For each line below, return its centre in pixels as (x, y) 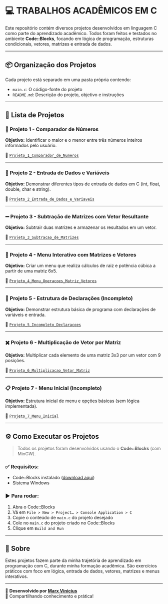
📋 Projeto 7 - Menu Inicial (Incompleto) (53, 388)
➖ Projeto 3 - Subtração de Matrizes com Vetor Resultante (77, 216)
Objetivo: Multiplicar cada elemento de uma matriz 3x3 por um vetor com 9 (83, 355)
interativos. (17, 576)
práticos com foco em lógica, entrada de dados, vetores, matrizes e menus (82, 571)
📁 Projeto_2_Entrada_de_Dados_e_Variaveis (50, 199)
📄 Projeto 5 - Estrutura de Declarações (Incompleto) (69, 298)
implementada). (21, 406)
